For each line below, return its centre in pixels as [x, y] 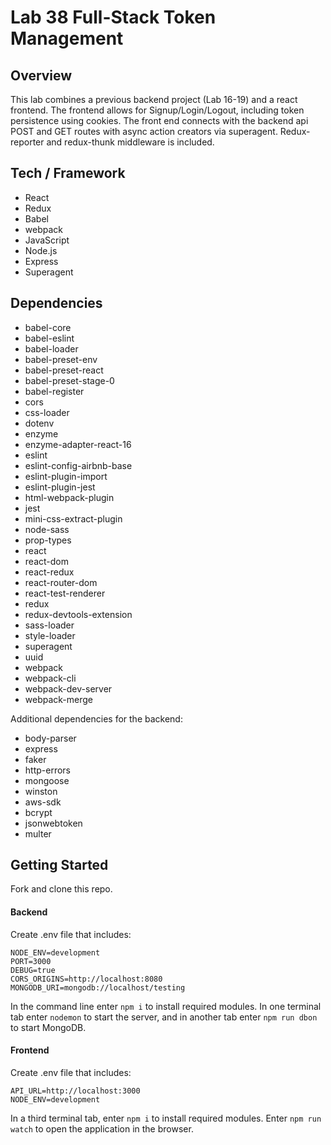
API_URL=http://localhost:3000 [75, 1091]
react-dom [46, 561]
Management [67, 38]
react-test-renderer [65, 593]
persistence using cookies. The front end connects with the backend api [159, 120]
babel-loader [51, 348]
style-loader [50, 635]
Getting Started [59, 865]
